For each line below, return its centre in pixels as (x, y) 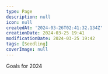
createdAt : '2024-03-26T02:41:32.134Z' (55, 28)
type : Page (19, 11)
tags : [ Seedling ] (27, 44)
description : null (28, 17)
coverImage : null (27, 50)
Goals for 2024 (24, 66)
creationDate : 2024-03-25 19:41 (45, 33)
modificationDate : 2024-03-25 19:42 (50, 38)
